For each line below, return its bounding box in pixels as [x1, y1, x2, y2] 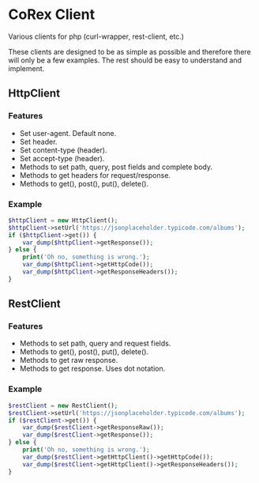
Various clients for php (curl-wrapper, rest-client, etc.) [8, 32, 184, 41]
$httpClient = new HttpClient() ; [8, 216, 118, 225]
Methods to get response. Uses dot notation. [19, 364, 166, 373]
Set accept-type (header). [19, 153, 105, 163]
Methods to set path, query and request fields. [19, 338, 171, 349]
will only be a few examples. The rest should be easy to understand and [8, 55, 242, 65]
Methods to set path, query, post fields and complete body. [19, 162, 213, 172]
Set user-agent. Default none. [19, 128, 117, 138]
